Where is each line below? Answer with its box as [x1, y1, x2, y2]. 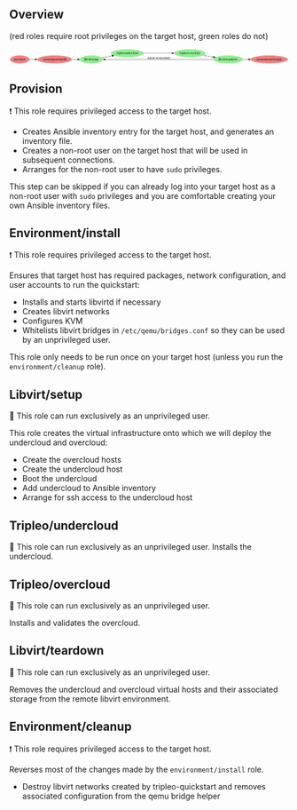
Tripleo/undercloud [9, 518, 119, 533]
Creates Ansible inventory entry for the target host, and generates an [21, 126, 275, 137]
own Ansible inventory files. [9, 200, 111, 210]
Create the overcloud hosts [21, 455, 122, 465]
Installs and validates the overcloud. [9, 617, 141, 628]
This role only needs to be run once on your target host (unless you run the [9, 352, 284, 362]
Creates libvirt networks [21, 306, 110, 317]
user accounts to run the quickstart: [9, 280, 140, 290]
